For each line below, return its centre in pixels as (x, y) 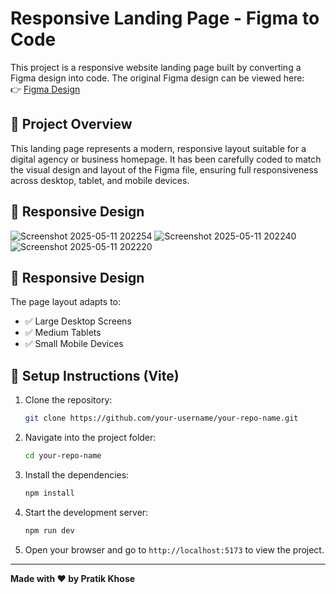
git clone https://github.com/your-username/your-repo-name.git (161, 418)
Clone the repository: (68, 400)
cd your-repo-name (63, 456)
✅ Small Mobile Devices (74, 344)
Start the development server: (86, 512)
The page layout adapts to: (66, 302)
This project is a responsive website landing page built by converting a (156, 67)
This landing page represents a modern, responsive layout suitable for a (158, 148)
